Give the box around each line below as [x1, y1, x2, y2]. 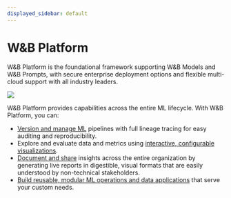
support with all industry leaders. [24, 77, 119, 86]
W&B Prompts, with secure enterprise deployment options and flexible [7, 70, 207, 78]
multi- [208, 70, 225, 78]
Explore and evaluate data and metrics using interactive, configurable [17, 139, 215, 147]
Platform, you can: [7, 111, 59, 119]
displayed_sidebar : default [7, 10, 88, 17]
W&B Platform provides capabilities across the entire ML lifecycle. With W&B [7, 103, 224, 112]
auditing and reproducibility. [17, 132, 97, 140]
